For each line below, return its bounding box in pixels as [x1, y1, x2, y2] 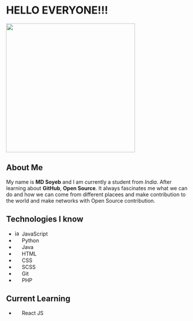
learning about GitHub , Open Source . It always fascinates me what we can [6, 184, 188, 191]
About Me [6, 163, 43, 173]
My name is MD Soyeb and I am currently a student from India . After [6, 178, 172, 186]
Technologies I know [6, 214, 84, 224]
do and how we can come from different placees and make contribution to [6, 191, 186, 198]
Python [21, 237, 39, 244]
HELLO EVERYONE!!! [6, 4, 109, 17]
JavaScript [21, 230, 48, 237]
